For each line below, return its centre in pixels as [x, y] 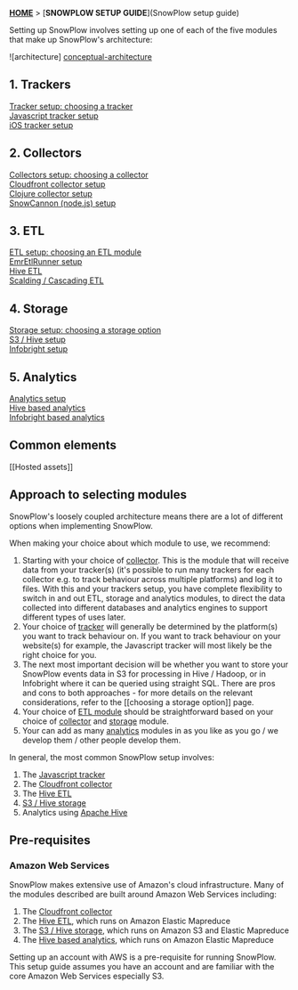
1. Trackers [40, 85]
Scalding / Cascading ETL [56, 280]
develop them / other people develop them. [101, 740]
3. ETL [27, 231]
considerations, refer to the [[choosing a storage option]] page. [138, 702]
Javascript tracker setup [54, 116]
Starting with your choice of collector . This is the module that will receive [155, 560]
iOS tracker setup [41, 125]
